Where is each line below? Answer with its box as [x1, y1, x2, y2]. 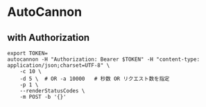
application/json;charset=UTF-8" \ [7, 62, 110, 69]
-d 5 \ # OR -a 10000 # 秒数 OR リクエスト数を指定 [19, 75, 170, 82]
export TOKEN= [7, 50, 49, 57]
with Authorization [7, 32, 90, 43]
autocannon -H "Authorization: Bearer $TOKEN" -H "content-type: [7, 56, 200, 63]
